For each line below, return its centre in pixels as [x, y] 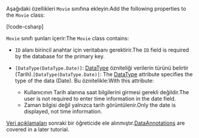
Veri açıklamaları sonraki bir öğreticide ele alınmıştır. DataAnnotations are [96, 123]
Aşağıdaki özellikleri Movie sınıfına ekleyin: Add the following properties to [96, 9]
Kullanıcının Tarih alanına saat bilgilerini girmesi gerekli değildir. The [106, 92]
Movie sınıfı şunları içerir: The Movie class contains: [68, 38]
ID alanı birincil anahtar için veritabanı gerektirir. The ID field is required [102, 50]
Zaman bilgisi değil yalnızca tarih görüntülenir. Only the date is [100, 105]
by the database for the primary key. [60, 56]
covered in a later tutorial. [38, 129]
